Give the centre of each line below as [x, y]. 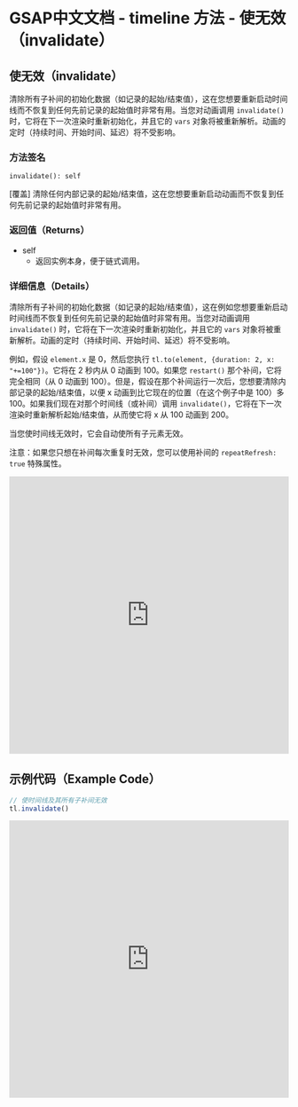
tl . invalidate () [39, 809]
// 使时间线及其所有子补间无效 [59, 800]
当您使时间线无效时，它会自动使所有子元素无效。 [98, 433]
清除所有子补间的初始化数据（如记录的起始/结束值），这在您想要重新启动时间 [149, 99]
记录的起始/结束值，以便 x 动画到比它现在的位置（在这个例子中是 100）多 [150, 392]
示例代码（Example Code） [85, 779]
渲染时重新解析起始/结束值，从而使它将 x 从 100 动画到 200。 [121, 415]
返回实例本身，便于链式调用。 [90, 261]
